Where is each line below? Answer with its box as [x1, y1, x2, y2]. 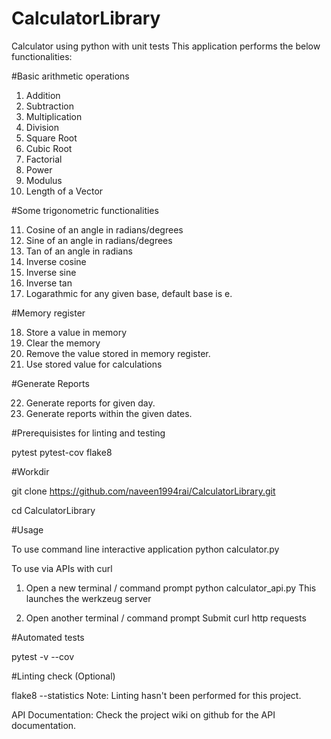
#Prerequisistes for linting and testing [11, 427, 166, 439]
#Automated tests [11, 631, 85, 643]
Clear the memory [25, 337, 101, 349]
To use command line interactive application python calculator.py [11, 543, 280, 555]
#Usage [11, 523, 44, 536]
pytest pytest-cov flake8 [11, 446, 113, 458]
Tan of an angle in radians [25, 245, 133, 257]
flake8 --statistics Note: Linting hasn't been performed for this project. [11, 689, 302, 701]
